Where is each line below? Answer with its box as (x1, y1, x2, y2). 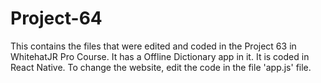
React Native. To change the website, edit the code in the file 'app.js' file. (10, 61, 312, 73)
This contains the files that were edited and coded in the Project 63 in (10, 40, 297, 52)
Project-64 (10, 7, 103, 30)
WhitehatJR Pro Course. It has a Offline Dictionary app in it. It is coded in (10, 50, 310, 62)
